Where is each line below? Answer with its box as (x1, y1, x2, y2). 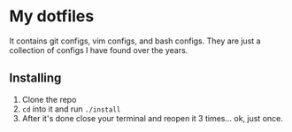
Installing (9, 71, 62, 86)
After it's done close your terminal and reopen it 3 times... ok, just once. (21, 113, 283, 123)
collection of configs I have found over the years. (9, 44, 188, 55)
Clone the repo (21, 94, 77, 105)
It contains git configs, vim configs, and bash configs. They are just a (9, 35, 261, 46)
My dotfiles (9, 6, 95, 27)
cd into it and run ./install (21, 104, 121, 114)
